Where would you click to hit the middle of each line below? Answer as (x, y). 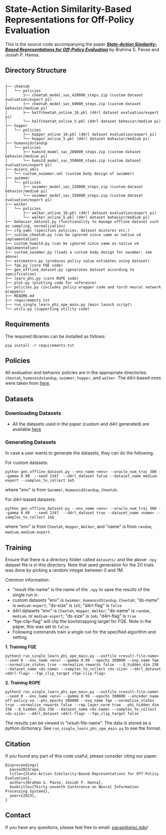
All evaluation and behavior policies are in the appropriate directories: (76, 373)
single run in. (26, 595)
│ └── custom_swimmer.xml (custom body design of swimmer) (70, 174)
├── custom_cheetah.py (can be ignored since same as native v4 (73, 235)
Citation (18, 744)
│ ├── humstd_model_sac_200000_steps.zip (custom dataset (73, 152)
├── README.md (20, 296)
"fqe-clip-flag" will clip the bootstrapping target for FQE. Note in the (82, 622)
